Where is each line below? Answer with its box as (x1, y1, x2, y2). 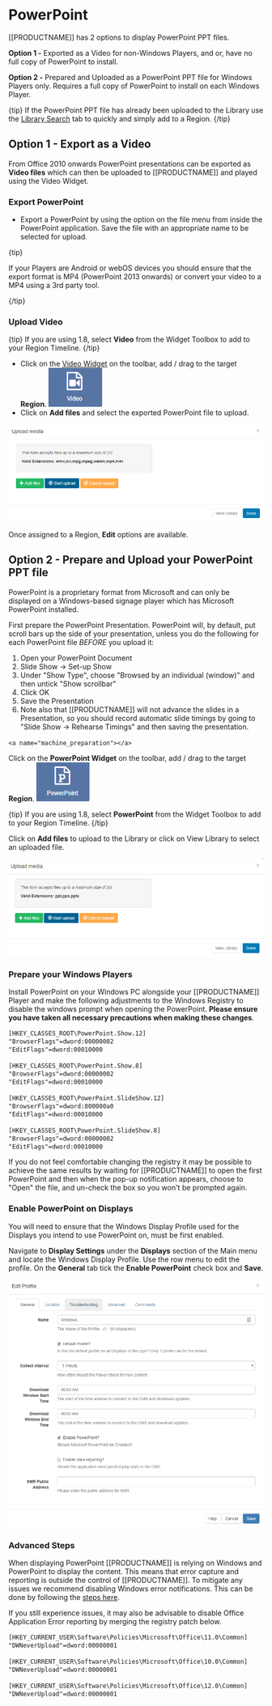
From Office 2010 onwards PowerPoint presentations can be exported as (8, 159, 251, 168)
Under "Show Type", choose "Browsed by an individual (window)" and (19, 670, 255, 680)
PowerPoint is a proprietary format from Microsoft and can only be (8, 587, 231, 596)
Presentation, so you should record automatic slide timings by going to (19, 713, 256, 723)
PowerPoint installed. (8, 605, 79, 614)
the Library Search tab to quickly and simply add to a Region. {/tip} (8, 113, 231, 123)
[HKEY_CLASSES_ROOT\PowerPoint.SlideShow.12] (8, 1094, 164, 1102)
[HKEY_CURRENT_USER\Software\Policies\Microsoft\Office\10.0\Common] (8, 1657, 249, 1666)
